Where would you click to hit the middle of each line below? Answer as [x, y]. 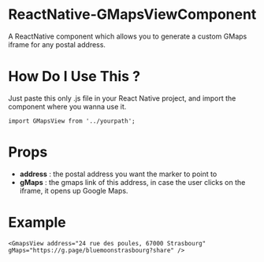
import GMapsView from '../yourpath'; [72, 121]
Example [37, 223]
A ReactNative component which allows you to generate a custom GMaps [128, 36]
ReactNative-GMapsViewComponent [132, 15]
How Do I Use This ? [74, 77]
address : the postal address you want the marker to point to [118, 174]
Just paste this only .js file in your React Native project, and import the [122, 98]
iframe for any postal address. [57, 44]
